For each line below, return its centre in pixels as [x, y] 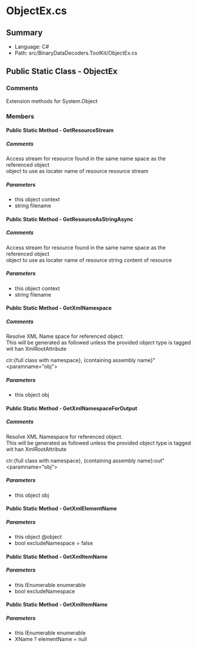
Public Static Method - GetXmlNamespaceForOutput [72, 408]
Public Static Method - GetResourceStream [60, 130]
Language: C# [32, 47]
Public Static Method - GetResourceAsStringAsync [70, 219]
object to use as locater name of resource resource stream [77, 171]
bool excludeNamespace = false [54, 543]
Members [20, 116]
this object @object [38, 537]
